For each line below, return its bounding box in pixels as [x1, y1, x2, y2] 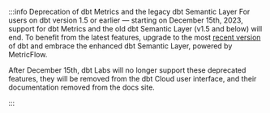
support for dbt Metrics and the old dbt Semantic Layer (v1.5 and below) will [8, 24, 263, 33]
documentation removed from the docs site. [8, 82, 156, 92]
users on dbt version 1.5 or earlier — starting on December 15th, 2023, [8, 15, 243, 25]
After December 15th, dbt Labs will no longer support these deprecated [8, 65, 246, 75]
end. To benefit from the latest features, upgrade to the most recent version [8, 32, 261, 42]
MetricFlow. [8, 50, 48, 59]
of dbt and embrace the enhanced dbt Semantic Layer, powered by [8, 41, 233, 51]
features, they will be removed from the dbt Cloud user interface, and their [8, 74, 257, 83]
